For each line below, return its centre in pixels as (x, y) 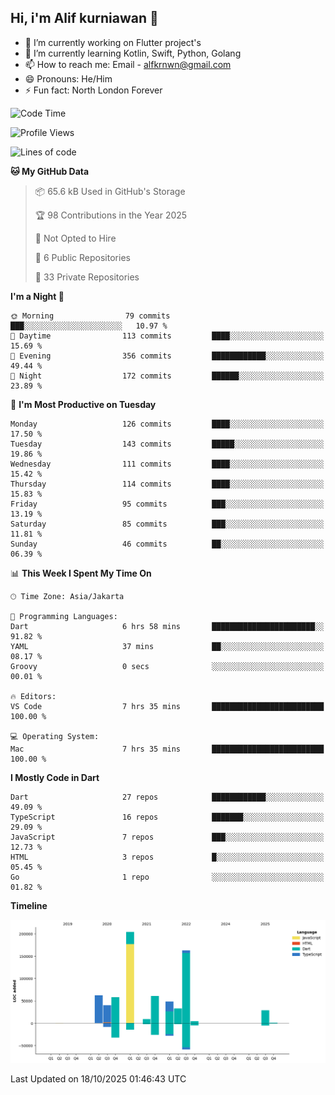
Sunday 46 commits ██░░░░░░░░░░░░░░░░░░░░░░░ (167, 544)
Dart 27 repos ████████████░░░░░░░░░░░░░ (167, 797)
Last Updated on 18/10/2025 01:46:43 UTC (98, 1078)
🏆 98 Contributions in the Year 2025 (111, 215)
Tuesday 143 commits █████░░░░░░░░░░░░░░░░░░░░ (167, 444)
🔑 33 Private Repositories (87, 277)
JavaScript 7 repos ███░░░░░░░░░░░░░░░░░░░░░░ (167, 837)
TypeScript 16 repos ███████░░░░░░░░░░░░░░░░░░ (167, 817)
